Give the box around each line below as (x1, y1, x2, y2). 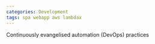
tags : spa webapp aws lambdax (6, 14, 82, 20)
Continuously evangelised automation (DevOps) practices (6, 31, 149, 38)
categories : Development (6, 8, 68, 15)
